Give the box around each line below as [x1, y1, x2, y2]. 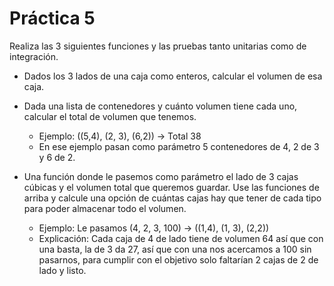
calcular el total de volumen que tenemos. [23, 110, 197, 122]
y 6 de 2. [38, 151, 76, 163]
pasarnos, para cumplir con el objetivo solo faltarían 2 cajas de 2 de [38, 253, 319, 266]
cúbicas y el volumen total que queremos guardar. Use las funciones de [23, 181, 320, 193]
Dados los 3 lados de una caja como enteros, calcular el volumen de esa [23, 70, 323, 82]
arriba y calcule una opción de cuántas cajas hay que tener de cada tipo [23, 192, 322, 204]
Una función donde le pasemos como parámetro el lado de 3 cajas [23, 170, 299, 182]
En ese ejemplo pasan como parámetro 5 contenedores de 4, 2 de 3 [38, 140, 320, 152]
